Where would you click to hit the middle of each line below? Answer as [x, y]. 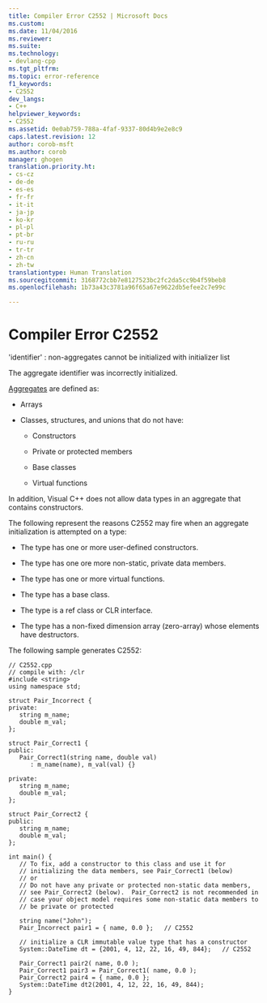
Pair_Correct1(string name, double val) [88, 758]
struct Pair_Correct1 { [49, 743]
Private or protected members [82, 452]
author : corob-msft [41, 144]
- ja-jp [21, 212]
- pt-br [21, 235]
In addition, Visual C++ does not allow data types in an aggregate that [125, 499]
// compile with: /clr [47, 673]
